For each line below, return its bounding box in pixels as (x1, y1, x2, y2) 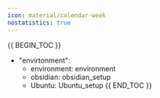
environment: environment (30, 64, 116, 73)
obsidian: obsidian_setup (30, 72, 111, 82)
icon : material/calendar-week (7, 11, 107, 20)
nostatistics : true (7, 19, 71, 27)
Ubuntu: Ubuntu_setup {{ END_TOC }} (30, 80, 152, 90)
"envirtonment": (18, 56, 71, 65)
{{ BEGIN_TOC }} (7, 40, 62, 49)
